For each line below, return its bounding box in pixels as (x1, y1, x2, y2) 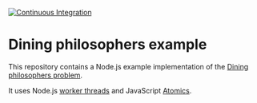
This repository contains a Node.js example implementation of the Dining (8, 61, 249, 71)
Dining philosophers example (8, 36, 207, 53)
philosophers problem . (8, 70, 82, 80)
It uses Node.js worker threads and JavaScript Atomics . (8, 85, 192, 95)
